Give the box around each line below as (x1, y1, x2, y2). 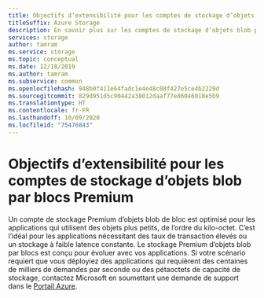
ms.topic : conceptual (8, 56, 79, 64)
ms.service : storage (8, 48, 76, 56)
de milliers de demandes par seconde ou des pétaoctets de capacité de (8, 264, 241, 274)
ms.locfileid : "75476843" (8, 121, 93, 129)
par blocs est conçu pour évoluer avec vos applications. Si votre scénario (8, 248, 246, 257)
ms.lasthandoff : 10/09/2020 (8, 114, 101, 122)
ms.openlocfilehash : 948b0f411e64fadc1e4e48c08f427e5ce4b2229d (8, 84, 220, 93)
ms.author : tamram (8, 70, 68, 78)
